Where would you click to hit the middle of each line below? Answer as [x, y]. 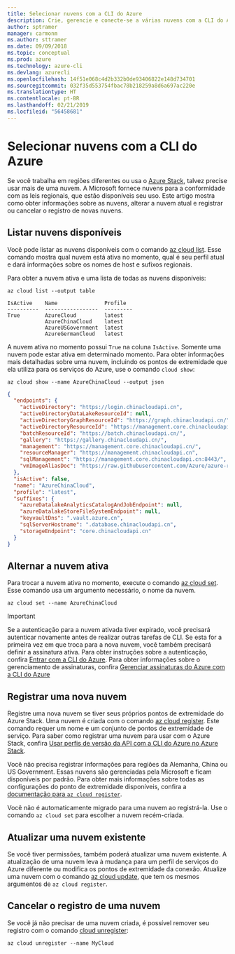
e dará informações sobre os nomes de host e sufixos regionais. [100, 264]
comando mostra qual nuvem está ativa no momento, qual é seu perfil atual [116, 257]
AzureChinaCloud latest [84, 321]
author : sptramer [33, 27]
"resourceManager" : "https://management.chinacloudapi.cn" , [109, 453]
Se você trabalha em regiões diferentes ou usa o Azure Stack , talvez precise [117, 180]
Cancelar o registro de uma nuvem [84, 906]
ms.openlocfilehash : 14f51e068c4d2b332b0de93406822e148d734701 [101, 79]
